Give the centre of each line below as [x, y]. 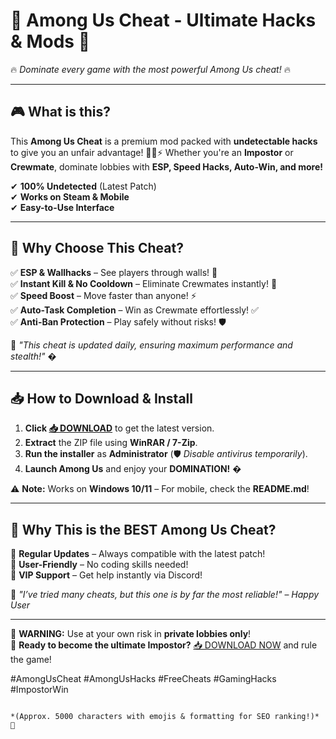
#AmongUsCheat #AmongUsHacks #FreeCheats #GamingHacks [143, 679]
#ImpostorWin [39, 690]
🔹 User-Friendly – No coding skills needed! [99, 565]
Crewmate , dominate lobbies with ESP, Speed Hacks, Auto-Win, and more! [166, 166]
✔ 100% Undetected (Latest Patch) [83, 186]
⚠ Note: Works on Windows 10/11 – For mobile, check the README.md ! [160, 489]
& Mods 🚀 [50, 41]
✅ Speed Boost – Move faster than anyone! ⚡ [103, 295]
